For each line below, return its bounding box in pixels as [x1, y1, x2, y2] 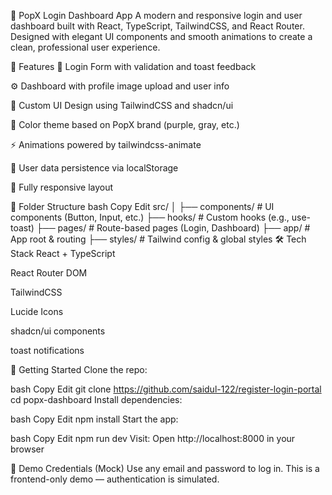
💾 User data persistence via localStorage [10, 162, 179, 174]
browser [10, 443, 45, 455]
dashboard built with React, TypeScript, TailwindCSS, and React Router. [10, 20, 305, 32]
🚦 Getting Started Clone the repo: [10, 364, 148, 375]
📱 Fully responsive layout [10, 181, 114, 193]
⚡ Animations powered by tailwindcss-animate [10, 139, 202, 150]
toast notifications [10, 345, 85, 356]
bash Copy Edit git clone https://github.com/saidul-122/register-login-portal [10, 383, 322, 395]
